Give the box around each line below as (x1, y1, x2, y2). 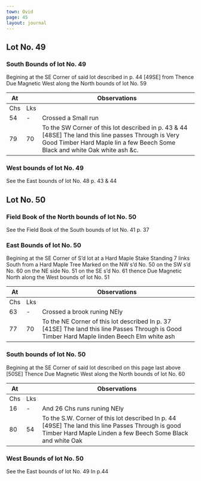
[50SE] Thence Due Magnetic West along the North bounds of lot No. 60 (6, 370, 185, 377)
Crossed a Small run (41, 114, 99, 122)
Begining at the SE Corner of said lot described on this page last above (6, 364, 181, 371)
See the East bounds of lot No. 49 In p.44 (6, 467, 109, 475)
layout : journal (6, 20, 47, 26)
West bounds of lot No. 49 (6, 164, 84, 172)
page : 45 (6, 14, 28, 20)
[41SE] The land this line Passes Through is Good (41, 325, 182, 333)
